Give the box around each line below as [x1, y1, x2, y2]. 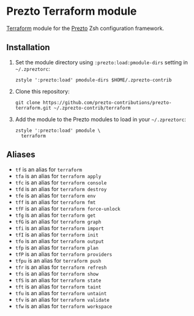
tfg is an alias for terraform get [15, 211, 96, 219]
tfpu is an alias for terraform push [15, 257, 102, 264]
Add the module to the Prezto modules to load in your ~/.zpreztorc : [15, 115, 187, 123]
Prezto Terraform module [6, 4, 137, 18]
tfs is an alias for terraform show [15, 269, 99, 277]
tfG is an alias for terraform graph [15, 217, 102, 225]
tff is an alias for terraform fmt [15, 198, 96, 206]
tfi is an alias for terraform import [15, 224, 104, 231]
